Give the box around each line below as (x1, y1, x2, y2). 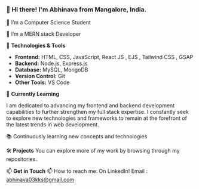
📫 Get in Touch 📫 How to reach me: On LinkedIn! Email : (6, 168, 148, 175)
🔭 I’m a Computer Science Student (6, 19, 91, 26)
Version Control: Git (14, 73, 66, 80)
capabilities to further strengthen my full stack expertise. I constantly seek (6, 109, 189, 116)
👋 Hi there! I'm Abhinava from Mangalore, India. (6, 5, 147, 14)
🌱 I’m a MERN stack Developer (6, 30, 81, 38)
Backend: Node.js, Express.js (14, 60, 88, 67)
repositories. (6, 156, 38, 163)
